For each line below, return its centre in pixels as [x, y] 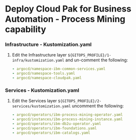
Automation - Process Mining [65, 19]
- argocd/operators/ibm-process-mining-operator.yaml [67, 115]
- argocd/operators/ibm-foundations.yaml [54, 128]
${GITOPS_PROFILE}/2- [80, 101]
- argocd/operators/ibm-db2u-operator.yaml [57, 124]
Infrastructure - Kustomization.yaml [48, 44]
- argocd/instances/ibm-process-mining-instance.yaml [67, 119]
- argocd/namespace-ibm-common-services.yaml [59, 69]
